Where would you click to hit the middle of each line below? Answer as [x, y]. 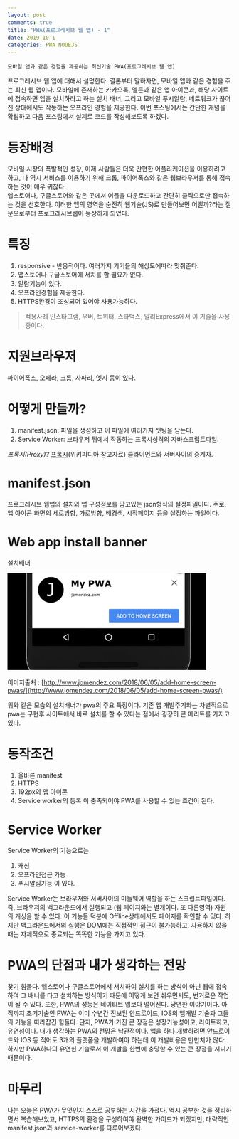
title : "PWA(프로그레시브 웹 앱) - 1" [59, 30]
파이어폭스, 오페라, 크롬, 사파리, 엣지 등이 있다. [72, 378]
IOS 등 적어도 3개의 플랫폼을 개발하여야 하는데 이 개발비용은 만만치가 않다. [123, 1039]
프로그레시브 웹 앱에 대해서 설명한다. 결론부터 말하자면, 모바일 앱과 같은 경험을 [116, 81]
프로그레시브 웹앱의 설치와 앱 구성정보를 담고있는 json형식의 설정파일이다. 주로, [117, 504]
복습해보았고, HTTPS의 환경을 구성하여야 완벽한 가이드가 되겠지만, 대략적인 [125, 1119]
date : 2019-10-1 [31, 38]
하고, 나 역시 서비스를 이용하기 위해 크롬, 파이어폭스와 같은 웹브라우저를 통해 [113, 178]
